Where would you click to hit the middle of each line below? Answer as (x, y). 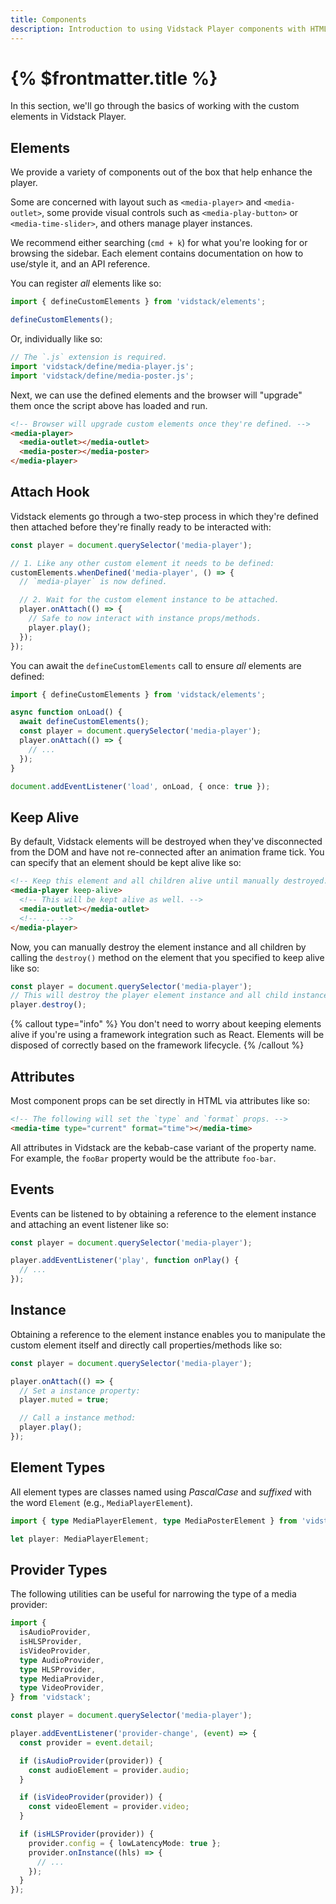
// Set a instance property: (80, 1391)
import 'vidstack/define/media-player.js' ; (102, 366)
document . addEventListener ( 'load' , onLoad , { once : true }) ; (140, 786)
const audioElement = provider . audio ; (109, 1770)
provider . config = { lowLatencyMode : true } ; (125, 1843)
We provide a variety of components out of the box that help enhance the (161, 172)
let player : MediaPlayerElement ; (80, 1539)
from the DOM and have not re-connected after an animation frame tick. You (167, 852)
